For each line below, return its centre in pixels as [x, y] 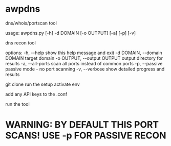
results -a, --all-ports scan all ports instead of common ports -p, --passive [84, 63]
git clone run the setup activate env [43, 84]
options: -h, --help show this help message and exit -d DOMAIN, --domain [84, 53]
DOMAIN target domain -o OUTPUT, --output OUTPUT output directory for [84, 58]
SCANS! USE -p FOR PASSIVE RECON [86, 136]
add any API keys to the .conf [36, 94]
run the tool [17, 104]
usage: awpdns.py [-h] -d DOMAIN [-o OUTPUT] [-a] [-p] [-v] [71, 33]
